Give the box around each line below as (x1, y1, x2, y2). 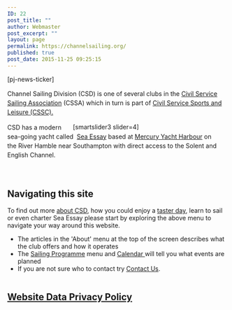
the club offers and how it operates (17, 242, 119, 251)
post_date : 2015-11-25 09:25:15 (7, 56, 101, 63)
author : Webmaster (7, 23, 61, 30)
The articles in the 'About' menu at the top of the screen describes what (17, 235, 225, 244)
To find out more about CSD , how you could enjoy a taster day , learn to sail (7, 206, 223, 215)
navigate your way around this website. (7, 221, 120, 230)
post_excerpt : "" (7, 29, 58, 37)
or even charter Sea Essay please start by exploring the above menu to (7, 214, 212, 223)
